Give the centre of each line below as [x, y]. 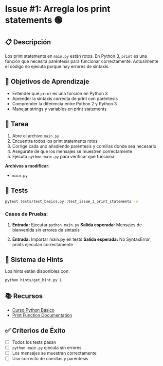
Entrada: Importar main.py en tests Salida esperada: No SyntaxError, [81, 239]
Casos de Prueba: [27, 214]
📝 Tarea [17, 124]
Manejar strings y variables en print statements [59, 109]
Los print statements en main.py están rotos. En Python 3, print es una [76, 56]
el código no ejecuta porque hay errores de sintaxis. [57, 66]
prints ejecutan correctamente [42, 244]
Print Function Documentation [42, 315]
